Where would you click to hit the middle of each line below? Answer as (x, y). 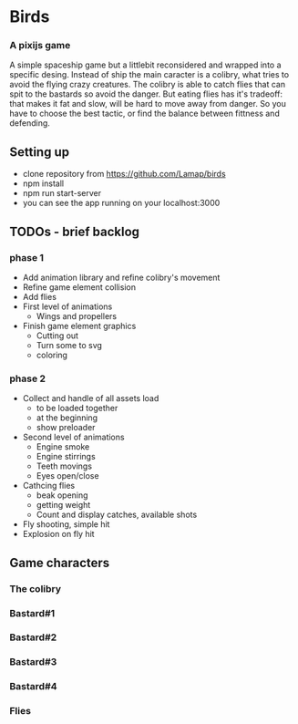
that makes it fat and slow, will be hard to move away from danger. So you (148, 104)
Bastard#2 (33, 637)
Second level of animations (73, 437)
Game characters (60, 563)
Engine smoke (63, 447)
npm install (43, 183)
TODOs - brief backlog (74, 231)
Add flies (40, 296)
